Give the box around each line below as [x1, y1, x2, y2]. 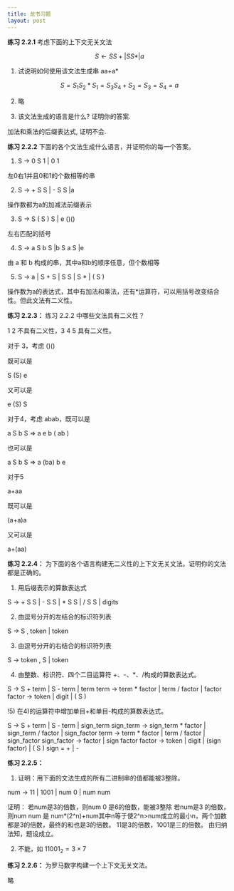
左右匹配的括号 [7, 230, 51, 238]
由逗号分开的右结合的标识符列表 [17, 642, 112, 650]
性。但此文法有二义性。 [7, 297, 76, 305]
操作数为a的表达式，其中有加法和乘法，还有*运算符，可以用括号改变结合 [7, 287, 220, 296]
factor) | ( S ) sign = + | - [7, 744, 80, 753]
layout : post [7, 17, 46, 24]
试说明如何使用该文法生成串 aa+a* [17, 66, 119, 75]
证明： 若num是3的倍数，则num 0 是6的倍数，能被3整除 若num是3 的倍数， [7, 803, 230, 811]
